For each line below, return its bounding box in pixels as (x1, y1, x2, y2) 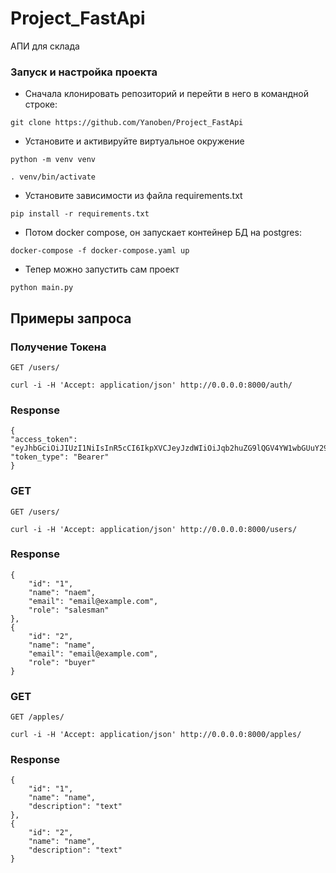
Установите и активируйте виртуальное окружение (24, 135, 245, 147)
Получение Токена (10, 340, 107, 354)
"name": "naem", (28, 587, 97, 597)
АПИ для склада (10, 40, 80, 52)
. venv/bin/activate (10, 172, 97, 182)
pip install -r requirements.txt (10, 209, 150, 219)
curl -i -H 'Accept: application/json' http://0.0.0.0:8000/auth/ (10, 380, 293, 390)
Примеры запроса (10, 310, 132, 327)
